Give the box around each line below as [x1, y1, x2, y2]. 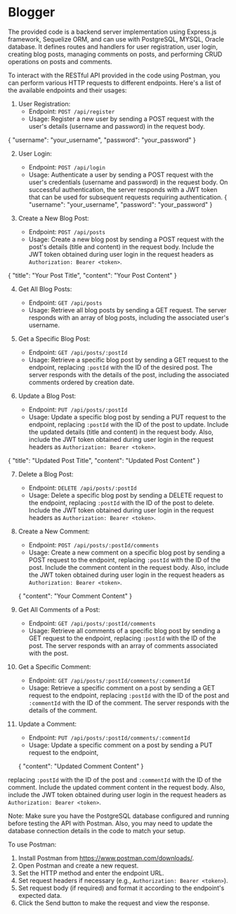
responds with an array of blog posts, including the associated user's [28, 313, 229, 322]
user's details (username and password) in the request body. [28, 122, 206, 130]
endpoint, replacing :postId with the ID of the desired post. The [28, 363, 213, 372]
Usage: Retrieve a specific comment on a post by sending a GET [28, 683, 216, 692]
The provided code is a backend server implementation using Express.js [8, 27, 217, 36]
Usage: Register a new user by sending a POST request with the [28, 114, 215, 123]
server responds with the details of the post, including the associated [28, 370, 230, 379]
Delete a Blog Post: [18, 469, 74, 478]
